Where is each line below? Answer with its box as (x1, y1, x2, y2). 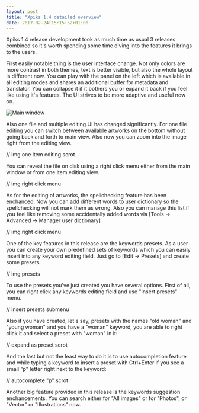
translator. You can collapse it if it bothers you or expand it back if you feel (6, 85, 188, 92)
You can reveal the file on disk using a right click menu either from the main (6, 162, 191, 169)
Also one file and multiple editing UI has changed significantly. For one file (6, 121, 187, 128)
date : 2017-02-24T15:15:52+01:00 (6, 20, 89, 25)
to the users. (6, 49, 37, 56)
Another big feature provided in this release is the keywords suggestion (6, 389, 181, 396)
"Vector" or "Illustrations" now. (6, 401, 81, 408)
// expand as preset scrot (6, 341, 68, 348)
